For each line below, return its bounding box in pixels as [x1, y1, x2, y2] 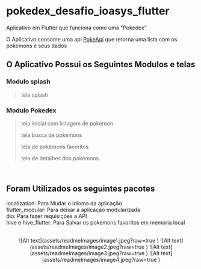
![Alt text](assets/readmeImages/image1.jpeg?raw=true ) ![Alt [19, 237, 171, 244]
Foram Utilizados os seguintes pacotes [6, 184, 155, 194]
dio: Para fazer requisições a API [6, 212, 87, 220]
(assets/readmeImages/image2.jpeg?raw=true [29, 243, 145, 250]
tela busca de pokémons [20, 131, 82, 139]
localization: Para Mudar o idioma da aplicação [6, 199, 122, 207]
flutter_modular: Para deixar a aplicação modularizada [6, 206, 140, 213]
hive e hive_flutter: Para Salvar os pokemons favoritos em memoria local [6, 219, 185, 226]
